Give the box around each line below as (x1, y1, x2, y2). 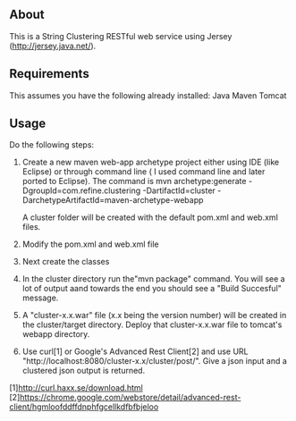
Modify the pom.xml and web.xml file (21, 239, 159, 249)
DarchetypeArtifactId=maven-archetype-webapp (21, 195, 204, 206)
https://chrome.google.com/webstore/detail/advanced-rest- (19, 392, 241, 403)
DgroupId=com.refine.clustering (21, 185, 141, 196)
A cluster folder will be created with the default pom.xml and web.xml (21, 212, 279, 223)
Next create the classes (21, 257, 110, 267)
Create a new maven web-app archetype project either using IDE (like (21, 156, 280, 168)
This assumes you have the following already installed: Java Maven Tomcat (9, 89, 287, 101)
